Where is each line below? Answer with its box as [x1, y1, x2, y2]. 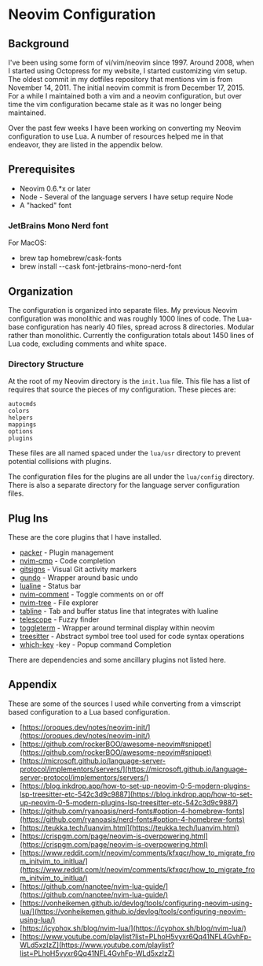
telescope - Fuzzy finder [19, 615, 100, 624]
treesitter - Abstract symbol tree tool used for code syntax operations [19, 632, 245, 641]
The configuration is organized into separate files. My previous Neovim [8, 305, 238, 314]
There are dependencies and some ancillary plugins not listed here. [8, 656, 226, 665]
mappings [8, 421, 37, 429]
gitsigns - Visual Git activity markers [19, 565, 137, 574]
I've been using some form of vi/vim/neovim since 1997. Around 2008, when [8, 58, 254, 67]
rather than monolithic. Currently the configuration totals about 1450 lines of [8, 330, 254, 340]
